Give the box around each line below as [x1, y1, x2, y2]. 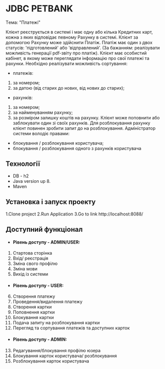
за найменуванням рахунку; [12, 109, 73, 115]
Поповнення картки [12, 309, 55, 315]
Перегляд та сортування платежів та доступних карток [12, 325, 130, 331]
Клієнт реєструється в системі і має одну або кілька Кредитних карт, [5, 29, 153, 35]
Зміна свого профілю [12, 261, 58, 266]
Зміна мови [12, 266, 38, 272]
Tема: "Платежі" [5, 19, 41, 25]
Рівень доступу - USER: [12, 282, 64, 288]
